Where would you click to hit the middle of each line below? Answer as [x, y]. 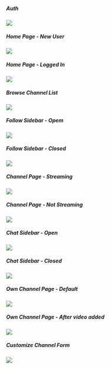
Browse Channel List [32, 92]
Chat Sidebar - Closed [34, 261]
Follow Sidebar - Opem [35, 121]
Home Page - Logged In [35, 64]
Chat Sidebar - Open [32, 233]
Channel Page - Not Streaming [45, 205]
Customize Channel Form [38, 345]
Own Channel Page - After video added [56, 317]
